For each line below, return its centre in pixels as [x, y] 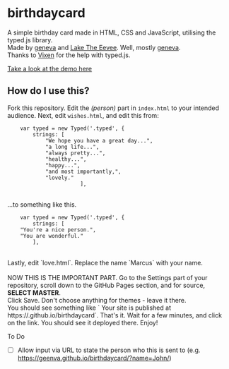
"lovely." [59, 178]
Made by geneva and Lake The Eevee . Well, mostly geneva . [94, 47]
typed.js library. [30, 40]
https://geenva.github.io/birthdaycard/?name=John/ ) [94, 358]
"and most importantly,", [83, 171]
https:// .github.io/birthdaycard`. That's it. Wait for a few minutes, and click [115, 315]
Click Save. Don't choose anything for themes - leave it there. [97, 300]
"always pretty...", [75, 153]
